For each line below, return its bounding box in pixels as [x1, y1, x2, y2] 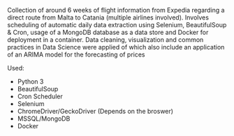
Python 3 [17, 77, 44, 86]
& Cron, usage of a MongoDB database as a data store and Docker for [7, 28, 209, 36]
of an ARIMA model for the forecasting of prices [7, 50, 145, 59]
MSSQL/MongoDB [17, 114, 71, 123]
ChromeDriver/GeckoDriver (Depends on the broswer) [17, 107, 173, 115]
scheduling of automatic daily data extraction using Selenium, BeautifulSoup [7, 21, 227, 29]
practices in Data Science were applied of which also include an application [7, 43, 225, 51]
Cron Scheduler [17, 92, 63, 100]
